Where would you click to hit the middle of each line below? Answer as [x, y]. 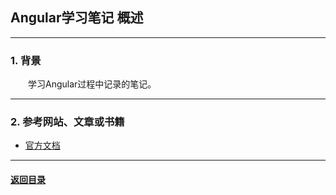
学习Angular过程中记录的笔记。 [92, 84]
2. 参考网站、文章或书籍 [67, 122]
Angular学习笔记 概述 [77, 18]
